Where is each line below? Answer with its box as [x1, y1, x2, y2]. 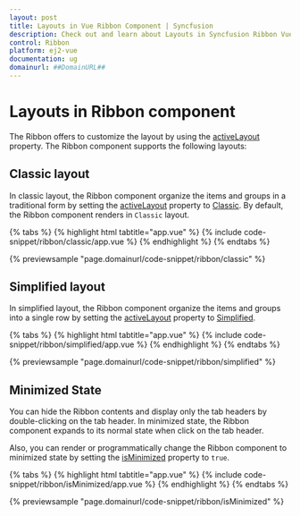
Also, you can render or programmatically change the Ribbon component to [9, 443, 287, 453]
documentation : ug [9, 55, 78, 63]
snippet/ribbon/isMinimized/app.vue [9, 479, 143, 490]
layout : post [9, 13, 58, 22]
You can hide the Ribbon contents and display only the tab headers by [9, 406, 268, 417]
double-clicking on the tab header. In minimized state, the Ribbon [9, 416, 250, 427]
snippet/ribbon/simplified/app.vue [9, 339, 135, 350]
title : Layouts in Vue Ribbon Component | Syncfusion [9, 21, 214, 30]
